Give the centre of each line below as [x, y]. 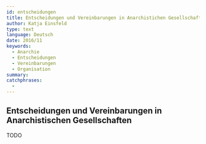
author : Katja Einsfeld [37, 23]
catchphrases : [25, 80]
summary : [17, 75]
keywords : [19, 47]
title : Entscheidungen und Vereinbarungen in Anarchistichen [86, 18]
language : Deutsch [30, 35]
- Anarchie [26, 52]
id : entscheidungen [31, 12]
